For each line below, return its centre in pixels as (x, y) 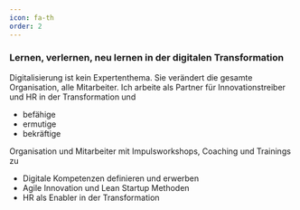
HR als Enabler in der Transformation (91, 197)
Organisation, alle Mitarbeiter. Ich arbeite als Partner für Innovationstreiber (148, 87)
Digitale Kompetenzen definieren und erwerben (111, 178)
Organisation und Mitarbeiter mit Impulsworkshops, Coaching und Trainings (150, 151)
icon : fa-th (32, 18)
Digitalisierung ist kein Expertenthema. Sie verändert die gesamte (131, 77)
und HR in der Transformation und (73, 97)
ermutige (39, 124)
